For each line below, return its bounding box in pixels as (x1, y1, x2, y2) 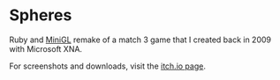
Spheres (9, 5, 72, 25)
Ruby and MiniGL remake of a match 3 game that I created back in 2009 (9, 34, 272, 45)
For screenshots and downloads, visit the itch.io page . (9, 61, 206, 71)
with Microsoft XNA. (9, 43, 82, 54)
